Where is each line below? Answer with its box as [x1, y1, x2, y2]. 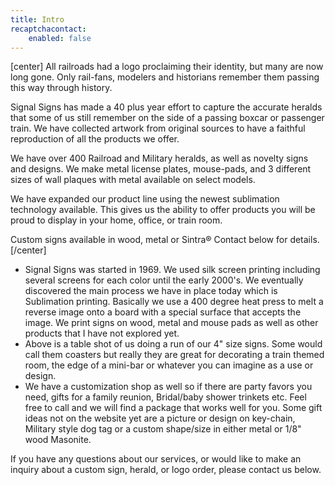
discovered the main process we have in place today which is [24, 285, 278, 297]
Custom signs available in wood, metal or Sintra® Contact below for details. [10, 234, 320, 246]
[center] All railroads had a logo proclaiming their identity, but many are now [10, 61, 324, 73]
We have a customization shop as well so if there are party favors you [24, 381, 313, 393]
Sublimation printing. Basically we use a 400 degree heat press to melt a [24, 296, 324, 308]
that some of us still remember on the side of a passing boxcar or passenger [10, 112, 325, 124]
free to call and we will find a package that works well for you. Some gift [24, 402, 323, 414]
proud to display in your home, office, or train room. [10, 214, 223, 226]
